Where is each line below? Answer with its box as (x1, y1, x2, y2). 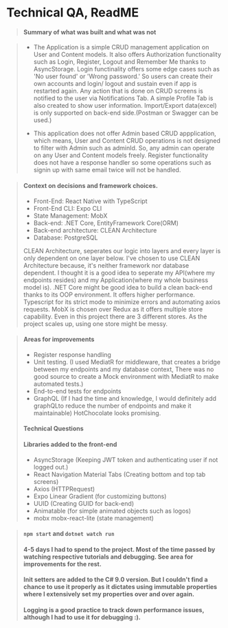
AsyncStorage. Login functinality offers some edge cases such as (33, 65, 220, 73)
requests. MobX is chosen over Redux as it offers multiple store (23, 305, 203, 313)
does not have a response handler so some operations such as (33, 159, 212, 167)
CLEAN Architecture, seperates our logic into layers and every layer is (23, 246, 221, 255)
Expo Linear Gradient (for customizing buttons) (33, 492, 167, 500)
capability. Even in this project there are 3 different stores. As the (23, 312, 207, 321)
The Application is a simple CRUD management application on (33, 43, 209, 51)
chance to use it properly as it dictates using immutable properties (23, 583, 218, 591)
